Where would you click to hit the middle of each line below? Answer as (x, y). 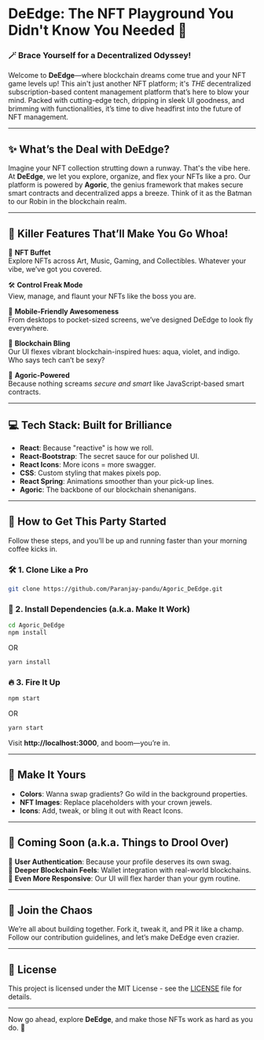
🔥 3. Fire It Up (34, 682)
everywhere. (29, 328)
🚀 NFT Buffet (29, 253)
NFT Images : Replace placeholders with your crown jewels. (115, 802)
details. (20, 997)
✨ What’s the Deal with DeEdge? (89, 149)
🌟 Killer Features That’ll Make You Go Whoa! (118, 234)
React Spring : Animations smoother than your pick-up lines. (117, 481)
